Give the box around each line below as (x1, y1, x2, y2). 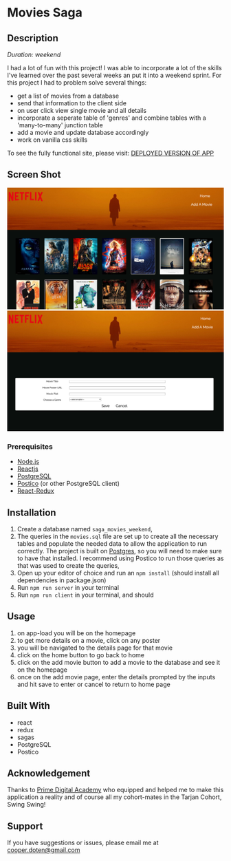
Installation (7, 507, 56, 518)
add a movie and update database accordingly (16, 129, 149, 136)
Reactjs (16, 465, 39, 473)
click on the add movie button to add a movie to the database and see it (16, 658, 221, 666)
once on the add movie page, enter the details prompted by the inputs (16, 672, 216, 681)
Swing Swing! (7, 800, 46, 809)
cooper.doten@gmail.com (7, 846, 80, 854)
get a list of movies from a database (16, 92, 119, 100)
